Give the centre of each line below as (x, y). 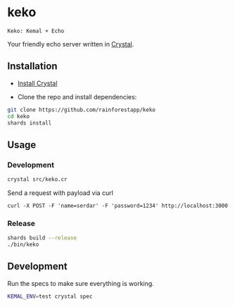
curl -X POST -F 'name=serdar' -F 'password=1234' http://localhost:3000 (118, 206)
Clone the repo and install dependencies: (77, 96)
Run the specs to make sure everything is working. (81, 283)
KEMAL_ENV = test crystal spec (50, 296)
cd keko (19, 116)
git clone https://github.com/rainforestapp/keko (82, 110)
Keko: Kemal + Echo (36, 31)
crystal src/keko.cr (38, 180)
